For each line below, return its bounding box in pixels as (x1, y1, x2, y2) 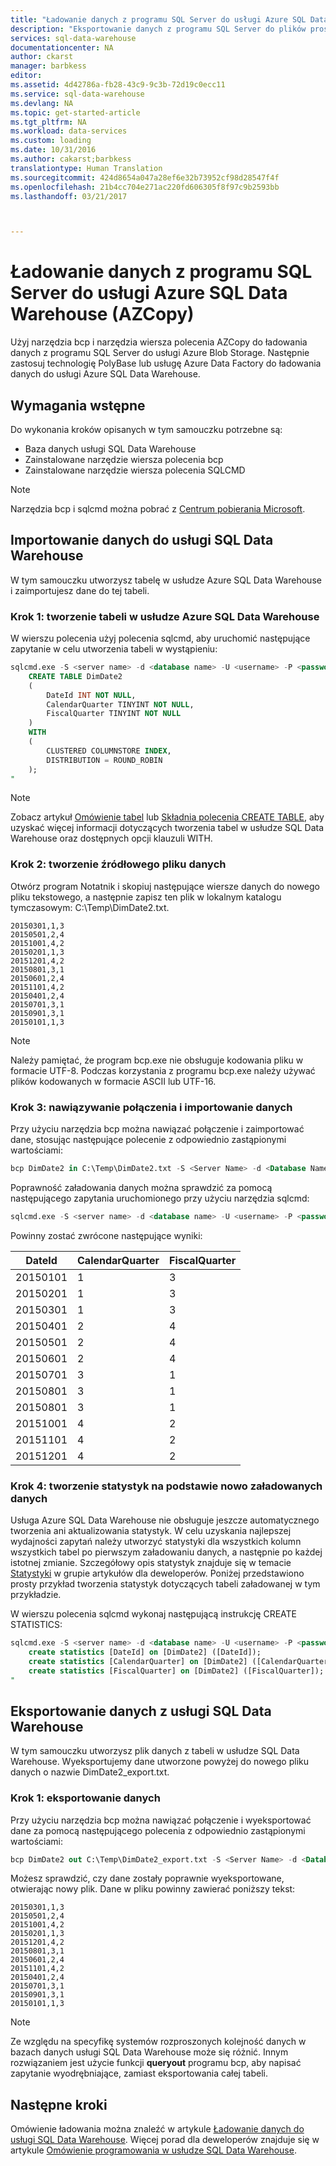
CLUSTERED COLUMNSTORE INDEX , (46, 746, 172, 756)
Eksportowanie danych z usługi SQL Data (10, 1702, 272, 1720)
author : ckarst (10, 52, 74, 62)
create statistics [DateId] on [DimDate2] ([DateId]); (28, 1647, 262, 1657)
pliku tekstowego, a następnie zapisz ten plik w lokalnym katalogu (10, 891, 282, 903)
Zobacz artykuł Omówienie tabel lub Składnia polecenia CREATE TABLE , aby (10, 811, 325, 823)
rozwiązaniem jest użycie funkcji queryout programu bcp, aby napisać (10, 2057, 302, 2069)
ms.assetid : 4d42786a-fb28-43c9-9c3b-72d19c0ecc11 (10, 80, 226, 90)
